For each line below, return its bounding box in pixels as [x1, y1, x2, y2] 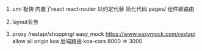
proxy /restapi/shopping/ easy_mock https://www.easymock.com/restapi [12, 30, 196, 38]
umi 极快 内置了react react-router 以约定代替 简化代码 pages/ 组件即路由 [12, 5, 195, 12]
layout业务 [12, 18, 38, 25]
